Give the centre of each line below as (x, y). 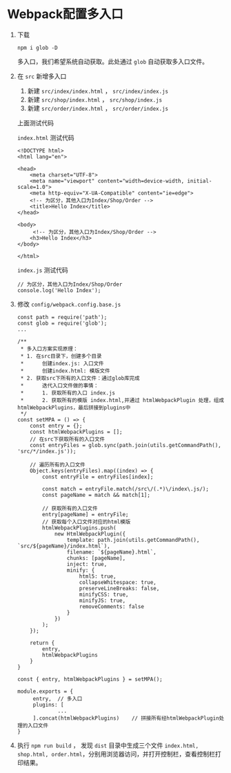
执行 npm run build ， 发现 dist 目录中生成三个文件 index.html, (108, 745)
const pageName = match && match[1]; (96, 495)
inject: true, (87, 564)
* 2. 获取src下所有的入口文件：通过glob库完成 (80, 378)
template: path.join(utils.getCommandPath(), (133, 540)
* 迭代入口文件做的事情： (59, 385)
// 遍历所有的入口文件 (58, 464)
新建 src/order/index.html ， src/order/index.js (98, 108)
